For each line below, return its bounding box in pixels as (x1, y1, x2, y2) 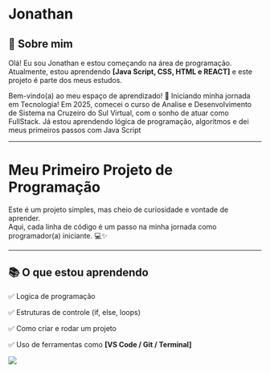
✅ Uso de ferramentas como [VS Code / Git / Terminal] (8, 339, 192, 349)
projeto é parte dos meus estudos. (8, 76, 123, 85)
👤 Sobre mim (8, 37, 74, 51)
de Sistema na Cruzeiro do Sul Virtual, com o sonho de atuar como (8, 108, 229, 118)
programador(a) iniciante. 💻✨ (8, 230, 108, 240)
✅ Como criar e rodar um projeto (8, 323, 117, 333)
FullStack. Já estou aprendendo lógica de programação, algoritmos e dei (8, 117, 249, 126)
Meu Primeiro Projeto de (8, 161, 173, 180)
